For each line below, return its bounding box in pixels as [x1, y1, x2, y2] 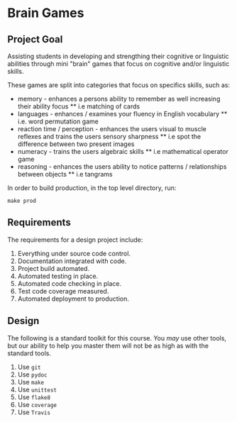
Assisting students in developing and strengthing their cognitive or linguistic [7, 52, 229, 60]
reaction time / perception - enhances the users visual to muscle [17, 125, 207, 133]
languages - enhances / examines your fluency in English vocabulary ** [17, 110, 228, 118]
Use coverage [17, 400, 57, 409]
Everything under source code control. [17, 249, 131, 257]
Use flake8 [17, 392, 51, 401]
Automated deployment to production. [17, 294, 130, 303]
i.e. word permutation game [17, 117, 99, 126]
